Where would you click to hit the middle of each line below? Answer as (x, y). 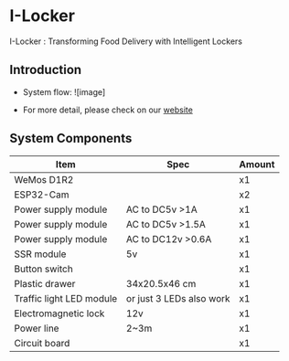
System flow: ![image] (64, 91)
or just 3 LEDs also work (178, 298)
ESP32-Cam (42, 195)
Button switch (43, 269)
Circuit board (42, 343)
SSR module (40, 254)
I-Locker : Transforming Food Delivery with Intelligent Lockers (126, 41)
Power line (37, 328)
